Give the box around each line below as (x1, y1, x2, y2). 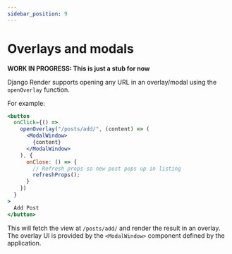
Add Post (13, 204, 39, 212)
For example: (7, 99, 46, 107)
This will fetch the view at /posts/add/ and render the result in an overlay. (7, 224, 221, 232)
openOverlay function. (7, 85, 71, 94)
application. (7, 238, 42, 247)
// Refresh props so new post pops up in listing (32, 165, 181, 172)
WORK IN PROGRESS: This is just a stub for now (7, 64, 150, 73)
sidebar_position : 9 (7, 10, 68, 18)
